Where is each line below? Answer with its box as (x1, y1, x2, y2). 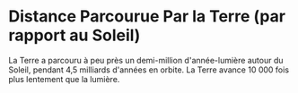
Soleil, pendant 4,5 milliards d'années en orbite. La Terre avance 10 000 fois (8, 64, 289, 75)
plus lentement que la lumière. (8, 73, 120, 84)
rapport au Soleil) (8, 25, 141, 46)
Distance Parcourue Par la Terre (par (8, 6, 286, 27)
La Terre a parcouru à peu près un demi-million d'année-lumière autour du (8, 55, 284, 65)
